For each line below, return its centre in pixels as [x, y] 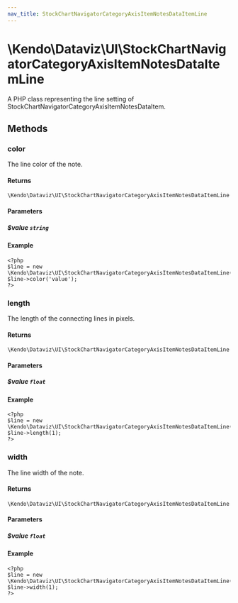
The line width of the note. [46, 472]
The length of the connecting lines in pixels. [71, 318]
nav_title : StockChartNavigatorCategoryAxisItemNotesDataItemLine [107, 14]
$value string [28, 227]
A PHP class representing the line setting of [71, 99]
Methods [28, 128]
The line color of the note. [45, 165]
